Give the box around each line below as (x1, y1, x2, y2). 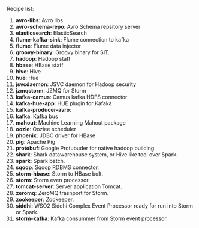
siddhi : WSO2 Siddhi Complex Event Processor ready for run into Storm (15, 202, 194, 209)
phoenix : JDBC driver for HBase (15, 132, 95, 139)
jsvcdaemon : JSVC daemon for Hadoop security (15, 81, 137, 88)
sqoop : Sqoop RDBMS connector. (15, 164, 99, 171)
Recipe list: (7, 5, 34, 12)
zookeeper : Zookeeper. (15, 196, 74, 203)
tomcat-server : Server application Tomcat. (15, 183, 122, 190)
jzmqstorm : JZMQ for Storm (15, 87, 86, 94)
